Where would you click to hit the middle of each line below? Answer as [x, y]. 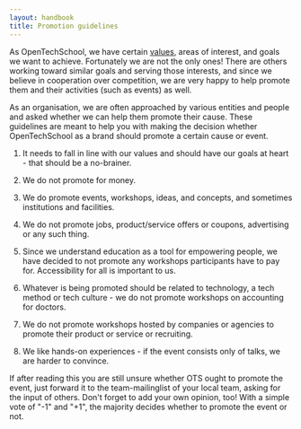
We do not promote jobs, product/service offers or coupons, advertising [155, 224]
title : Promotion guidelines [64, 26]
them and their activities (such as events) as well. [101, 90]
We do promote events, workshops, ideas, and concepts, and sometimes [157, 197]
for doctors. [44, 307]
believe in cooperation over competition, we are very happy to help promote [150, 80]
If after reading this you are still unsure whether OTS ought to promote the [146, 378]
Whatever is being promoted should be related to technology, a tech [148, 287]
